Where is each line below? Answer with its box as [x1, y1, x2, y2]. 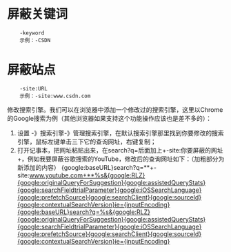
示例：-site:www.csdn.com [19, 93, 91, 99]
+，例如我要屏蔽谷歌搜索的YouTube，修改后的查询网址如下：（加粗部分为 [17, 155, 225, 163]
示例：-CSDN [19, 37, 51, 43]
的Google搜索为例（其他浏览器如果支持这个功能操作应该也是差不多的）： [7, 114, 212, 122]
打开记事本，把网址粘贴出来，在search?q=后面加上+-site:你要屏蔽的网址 [17, 146, 223, 154]
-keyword [19, 29, 45, 37]
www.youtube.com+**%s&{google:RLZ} [29, 171, 145, 180]
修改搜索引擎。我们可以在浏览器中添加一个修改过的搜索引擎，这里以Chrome [7, 105, 223, 114]
